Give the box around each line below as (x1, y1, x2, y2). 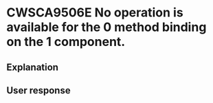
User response (6, 84, 71, 96)
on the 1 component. (6, 34, 126, 49)
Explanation (6, 61, 59, 73)
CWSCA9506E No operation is (6, 5, 183, 21)
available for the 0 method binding (6, 19, 207, 35)
